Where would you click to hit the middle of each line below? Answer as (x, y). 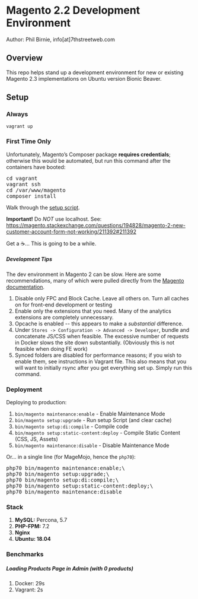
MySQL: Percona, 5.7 (41, 520)
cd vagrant (22, 178)
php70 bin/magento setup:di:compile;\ (63, 480)
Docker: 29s (30, 584)
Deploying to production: (36, 402)
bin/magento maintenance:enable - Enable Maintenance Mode (90, 414)
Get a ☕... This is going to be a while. (51, 243)
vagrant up (20, 126)
